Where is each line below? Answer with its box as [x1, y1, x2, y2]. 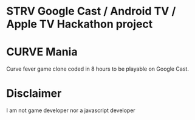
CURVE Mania [6, 45, 78, 59]
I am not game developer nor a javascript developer [6, 107, 135, 114]
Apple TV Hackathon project [6, 17, 153, 31]
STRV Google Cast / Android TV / [6, 4, 176, 18]
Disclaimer [6, 86, 62, 101]
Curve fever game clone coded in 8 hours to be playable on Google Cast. [6, 65, 190, 72]
